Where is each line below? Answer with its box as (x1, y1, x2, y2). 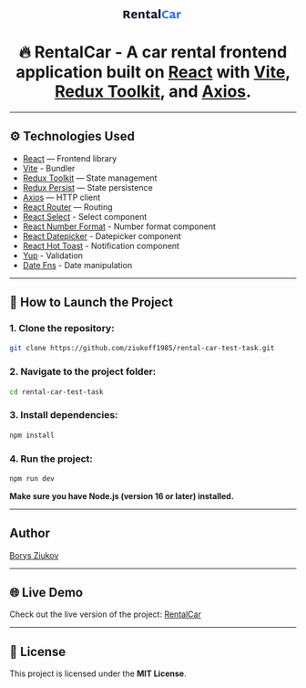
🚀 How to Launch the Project (9, 295, 173, 310)
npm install (9, 431, 55, 440)
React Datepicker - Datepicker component (22, 230, 182, 241)
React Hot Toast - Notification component (22, 240, 180, 251)
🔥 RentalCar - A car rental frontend (18, 42, 288, 63)
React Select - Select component (22, 211, 148, 222)
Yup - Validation (22, 250, 84, 261)
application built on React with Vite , (15, 62, 291, 83)
